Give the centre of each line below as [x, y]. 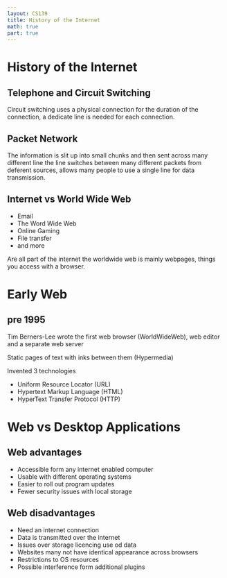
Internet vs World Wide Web [69, 199]
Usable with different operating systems [74, 477]
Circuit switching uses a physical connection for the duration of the [103, 110]
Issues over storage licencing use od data [77, 545]
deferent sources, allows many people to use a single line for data [101, 170]
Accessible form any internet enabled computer [85, 469]
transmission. [26, 178]
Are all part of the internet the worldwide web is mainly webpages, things [111, 259]
